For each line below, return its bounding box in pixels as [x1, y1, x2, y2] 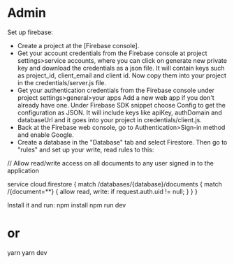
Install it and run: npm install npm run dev [7, 200, 126, 209]
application [7, 166, 40, 175]
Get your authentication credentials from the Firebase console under [17, 86, 215, 94]
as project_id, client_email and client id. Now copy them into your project [17, 71, 227, 80]
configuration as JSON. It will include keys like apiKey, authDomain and [17, 108, 222, 117]
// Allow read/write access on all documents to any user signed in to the [7, 159, 214, 167]
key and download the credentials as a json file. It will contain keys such [17, 64, 225, 72]
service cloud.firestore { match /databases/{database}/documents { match [7, 179, 222, 188]
